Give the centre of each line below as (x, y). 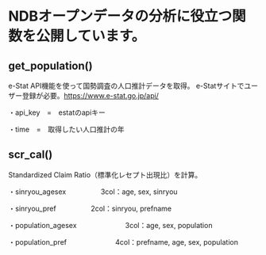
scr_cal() (31, 155)
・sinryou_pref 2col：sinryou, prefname (90, 208)
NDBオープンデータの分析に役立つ (120, 16)
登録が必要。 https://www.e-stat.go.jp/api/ (90, 95)
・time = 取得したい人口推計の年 (66, 129)
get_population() (50, 65)
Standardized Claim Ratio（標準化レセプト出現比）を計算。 (105, 174)
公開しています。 (91, 36)
